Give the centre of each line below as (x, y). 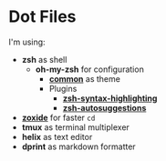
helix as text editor (57, 136)
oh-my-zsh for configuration (90, 69)
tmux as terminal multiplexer (75, 127)
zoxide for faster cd (58, 117)
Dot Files (42, 17)
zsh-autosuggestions (104, 107)
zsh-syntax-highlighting (110, 98)
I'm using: (27, 42)
